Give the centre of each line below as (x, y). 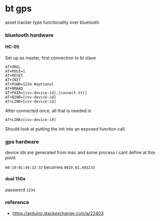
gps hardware (22, 141)
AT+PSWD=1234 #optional (30, 85)
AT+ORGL (13, 67)
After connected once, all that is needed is (48, 111)
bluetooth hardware (29, 35)
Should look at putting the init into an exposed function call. (65, 129)
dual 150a (15, 178)
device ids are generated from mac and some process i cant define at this (80, 153)
